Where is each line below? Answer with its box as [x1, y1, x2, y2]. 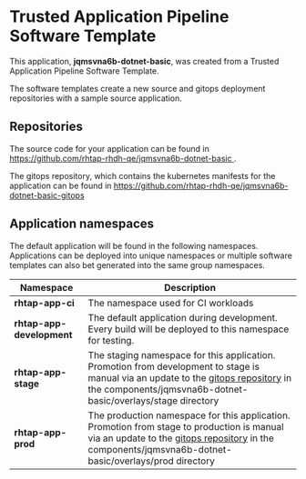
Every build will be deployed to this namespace [87, 323, 290, 335]
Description [163, 281, 217, 294]
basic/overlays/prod [87, 454, 175, 467]
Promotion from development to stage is [87, 360, 260, 373]
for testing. [87, 334, 135, 346]
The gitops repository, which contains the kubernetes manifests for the [9, 170, 276, 181]
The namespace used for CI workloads [87, 296, 254, 309]
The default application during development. [87, 311, 278, 324]
